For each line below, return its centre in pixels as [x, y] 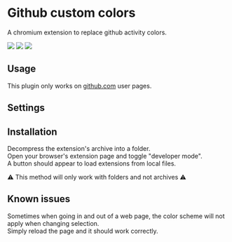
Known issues [39, 199]
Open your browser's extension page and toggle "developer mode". [105, 156]
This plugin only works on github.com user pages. [80, 86]
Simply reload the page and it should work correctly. [83, 231]
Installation [32, 132]
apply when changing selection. [53, 223]
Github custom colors [71, 13]
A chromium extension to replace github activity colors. [87, 32]
